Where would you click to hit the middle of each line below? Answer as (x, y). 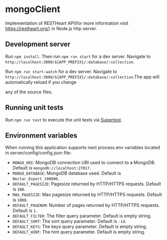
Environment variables (41, 135)
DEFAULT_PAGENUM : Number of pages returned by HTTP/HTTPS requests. (86, 205)
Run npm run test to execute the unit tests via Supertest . (64, 119)
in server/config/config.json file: (38, 153)
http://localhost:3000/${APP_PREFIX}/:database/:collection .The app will (82, 77)
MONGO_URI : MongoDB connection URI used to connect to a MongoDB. (84, 163)
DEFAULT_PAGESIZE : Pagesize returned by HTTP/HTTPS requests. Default (87, 184)
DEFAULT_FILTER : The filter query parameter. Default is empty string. (82, 216)
